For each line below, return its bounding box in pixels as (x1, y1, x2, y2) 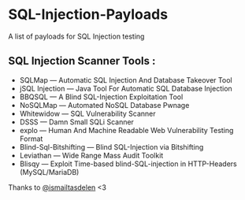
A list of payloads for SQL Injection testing (8, 31, 145, 41)
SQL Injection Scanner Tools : (8, 54, 156, 68)
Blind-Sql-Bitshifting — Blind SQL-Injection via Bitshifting (19, 142, 204, 151)
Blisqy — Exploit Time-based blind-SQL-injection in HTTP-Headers (19, 159, 238, 169)
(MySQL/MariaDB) (19, 167, 80, 176)
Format (19, 134, 43, 143)
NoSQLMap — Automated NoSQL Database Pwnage (19, 100, 190, 109)
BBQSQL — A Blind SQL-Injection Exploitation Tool (19, 92, 184, 102)
